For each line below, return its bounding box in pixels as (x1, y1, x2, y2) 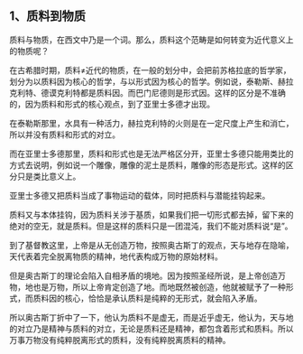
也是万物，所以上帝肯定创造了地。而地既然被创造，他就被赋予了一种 (32, 281, 286, 292)
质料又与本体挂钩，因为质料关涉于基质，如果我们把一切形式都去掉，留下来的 (9, 209, 294, 219)
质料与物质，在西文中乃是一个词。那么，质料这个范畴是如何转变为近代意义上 (9, 34, 294, 45)
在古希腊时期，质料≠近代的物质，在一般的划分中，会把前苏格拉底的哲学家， (9, 64, 291, 75)
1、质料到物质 (9, 8, 87, 24)
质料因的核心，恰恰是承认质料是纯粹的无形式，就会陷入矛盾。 (32, 293, 262, 303)
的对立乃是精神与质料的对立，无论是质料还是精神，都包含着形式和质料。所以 (9, 323, 294, 334)
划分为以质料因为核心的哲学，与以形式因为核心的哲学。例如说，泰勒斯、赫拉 (9, 76, 294, 87)
